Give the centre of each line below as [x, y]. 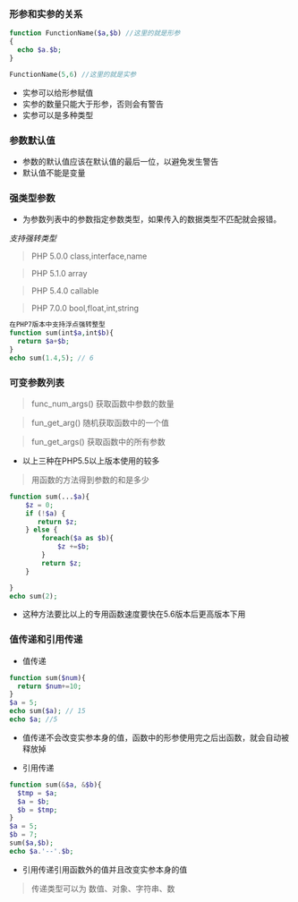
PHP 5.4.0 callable [65, 291]
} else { [42, 530]
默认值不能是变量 [54, 173]
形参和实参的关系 [46, 13]
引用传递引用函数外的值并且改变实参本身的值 [105, 869]
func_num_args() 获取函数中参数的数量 [102, 404]
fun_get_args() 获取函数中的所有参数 [98, 441]
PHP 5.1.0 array [59, 274]
